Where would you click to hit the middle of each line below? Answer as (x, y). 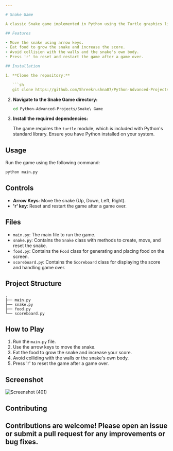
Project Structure (33, 284)
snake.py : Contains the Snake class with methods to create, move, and (87, 240)
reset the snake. (30, 246)
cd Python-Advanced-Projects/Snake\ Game (58, 109)
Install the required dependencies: (50, 118)
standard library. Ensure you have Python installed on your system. (84, 134)
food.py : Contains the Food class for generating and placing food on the (89, 251)
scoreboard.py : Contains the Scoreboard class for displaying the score (86, 262)
